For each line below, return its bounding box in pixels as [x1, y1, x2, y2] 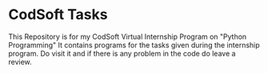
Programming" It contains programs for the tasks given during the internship [8, 40, 260, 49]
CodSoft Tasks [8, 6, 108, 24]
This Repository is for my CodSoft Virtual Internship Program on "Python [8, 32, 247, 41]
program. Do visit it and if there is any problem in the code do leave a [8, 48, 236, 58]
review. [8, 57, 32, 67]
